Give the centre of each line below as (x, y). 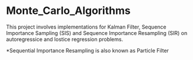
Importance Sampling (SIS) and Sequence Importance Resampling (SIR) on (97, 33)
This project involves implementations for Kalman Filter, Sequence (86, 27)
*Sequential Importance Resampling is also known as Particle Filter (88, 50)
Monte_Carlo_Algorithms (68, 11)
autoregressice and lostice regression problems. (65, 39)
